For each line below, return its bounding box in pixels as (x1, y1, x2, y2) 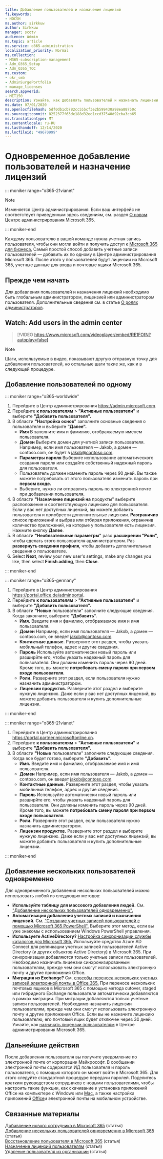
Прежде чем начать (5, 276, 70, 284)
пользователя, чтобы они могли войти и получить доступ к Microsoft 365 (5, 241, 158, 247)
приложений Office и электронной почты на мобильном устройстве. (5, 1096, 147, 1101)
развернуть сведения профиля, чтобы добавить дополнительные (12, 543, 151, 548)
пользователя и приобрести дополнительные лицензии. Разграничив (12, 511, 158, 518)
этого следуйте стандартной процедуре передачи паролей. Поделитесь (5, 1075, 156, 1081)
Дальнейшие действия (5, 1041, 80, 1049)
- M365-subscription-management (5, 57, 71, 62)
